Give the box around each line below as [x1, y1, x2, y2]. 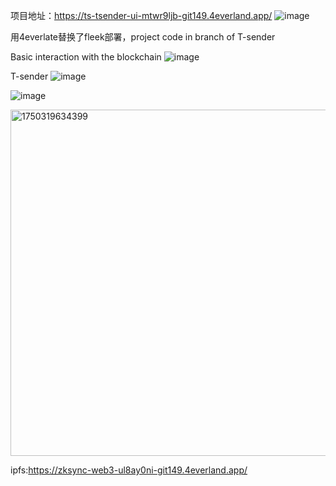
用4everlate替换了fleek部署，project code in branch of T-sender [10, 31, 276, 43]
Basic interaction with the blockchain [10, 51, 162, 63]
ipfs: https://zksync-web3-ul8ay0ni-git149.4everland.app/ [10, 464, 248, 476]
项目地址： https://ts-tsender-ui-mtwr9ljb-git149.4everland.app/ [10, 10, 273, 21]
